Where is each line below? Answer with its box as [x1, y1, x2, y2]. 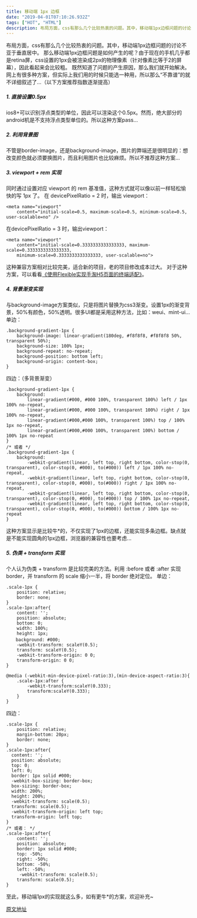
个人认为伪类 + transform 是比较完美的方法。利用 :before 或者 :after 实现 [6, 565, 181, 572]
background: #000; [15, 637, 60, 643]
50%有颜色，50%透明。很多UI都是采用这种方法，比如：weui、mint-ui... [16, 309, 191, 316]
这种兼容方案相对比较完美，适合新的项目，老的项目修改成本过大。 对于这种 [6, 263, 188, 271]
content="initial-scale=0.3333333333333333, [16, 242, 127, 248]
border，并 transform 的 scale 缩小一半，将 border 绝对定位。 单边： [6, 573, 172, 580]
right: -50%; [16, 856, 49, 862]
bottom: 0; [16, 620, 43, 626]
